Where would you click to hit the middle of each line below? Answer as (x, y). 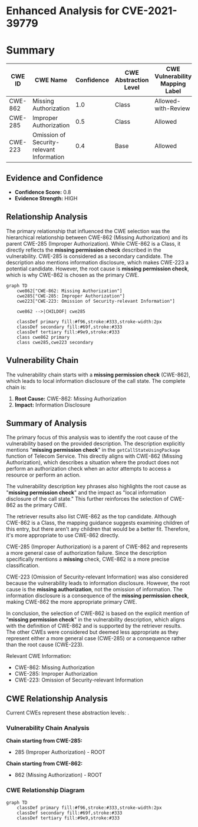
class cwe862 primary (43, 337)
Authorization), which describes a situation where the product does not (93, 462)
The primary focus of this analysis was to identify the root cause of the (92, 438)
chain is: (16, 387)
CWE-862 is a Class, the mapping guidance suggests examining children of (98, 523)
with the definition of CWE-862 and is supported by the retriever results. (94, 626)
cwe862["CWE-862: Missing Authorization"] (70, 291)
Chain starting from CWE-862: (44, 763)
